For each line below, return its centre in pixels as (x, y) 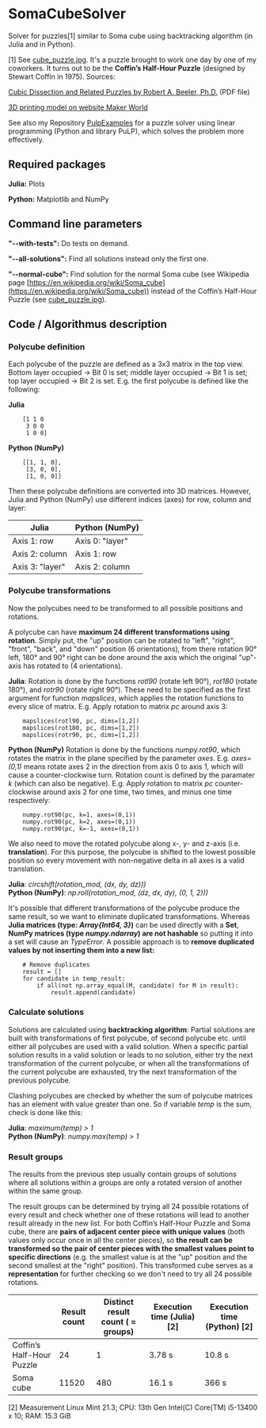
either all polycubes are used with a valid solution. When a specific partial (128, 1046)
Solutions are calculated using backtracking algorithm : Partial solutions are (132, 1029)
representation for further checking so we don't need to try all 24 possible (130, 1274)
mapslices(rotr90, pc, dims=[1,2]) (81, 735)
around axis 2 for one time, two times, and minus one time (137, 792)
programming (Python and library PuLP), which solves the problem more (126, 131)
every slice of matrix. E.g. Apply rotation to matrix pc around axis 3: (118, 706)
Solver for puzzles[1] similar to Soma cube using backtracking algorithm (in (131, 36)
